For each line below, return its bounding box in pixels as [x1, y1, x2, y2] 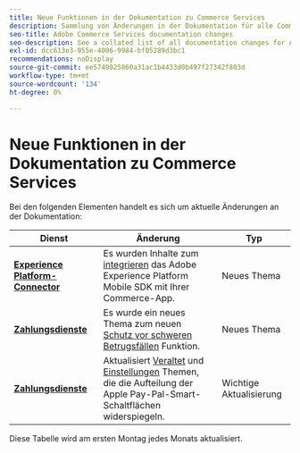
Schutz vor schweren [103, 329, 193, 341]
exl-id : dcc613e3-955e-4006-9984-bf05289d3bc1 [9, 46, 186, 55]
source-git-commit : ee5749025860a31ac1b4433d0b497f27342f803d [9, 63, 246, 72]
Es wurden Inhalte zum [103, 247, 199, 260]
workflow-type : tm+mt [9, 71, 90, 80]
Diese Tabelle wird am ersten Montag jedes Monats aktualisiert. [9, 433, 243, 444]
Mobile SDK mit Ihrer [103, 281, 190, 293]
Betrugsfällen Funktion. [103, 340, 201, 353]
